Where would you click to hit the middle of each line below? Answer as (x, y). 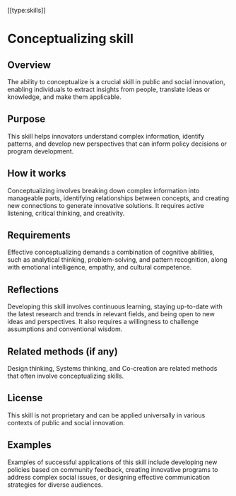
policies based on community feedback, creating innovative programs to (113, 469)
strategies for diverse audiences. (55, 485)
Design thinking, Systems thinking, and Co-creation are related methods (112, 369)
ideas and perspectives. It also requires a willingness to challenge (103, 322)
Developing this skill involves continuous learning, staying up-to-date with (115, 306)
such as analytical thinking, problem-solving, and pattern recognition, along (117, 260)
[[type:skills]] (26, 10)
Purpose (26, 119)
